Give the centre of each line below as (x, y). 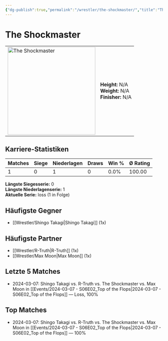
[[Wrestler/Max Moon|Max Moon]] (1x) (52, 256)
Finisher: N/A (116, 97)
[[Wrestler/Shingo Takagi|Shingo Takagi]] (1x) (59, 223)
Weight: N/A (115, 91)
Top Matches (26, 310)
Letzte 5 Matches (33, 272)
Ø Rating (140, 163)
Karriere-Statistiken (37, 149)
